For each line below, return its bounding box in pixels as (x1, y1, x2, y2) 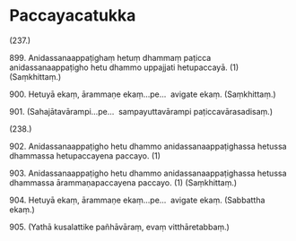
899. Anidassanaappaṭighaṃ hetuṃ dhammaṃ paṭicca (9, 52, 212, 63)
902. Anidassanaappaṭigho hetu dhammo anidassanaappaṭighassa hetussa (9, 141, 287, 151)
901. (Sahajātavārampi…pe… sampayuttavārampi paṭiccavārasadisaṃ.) (9, 106, 274, 116)
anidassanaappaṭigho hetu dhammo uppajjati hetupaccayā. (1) (9, 62, 239, 73)
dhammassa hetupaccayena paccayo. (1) (9, 150, 161, 161)
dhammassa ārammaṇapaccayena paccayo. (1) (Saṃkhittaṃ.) (9, 176, 238, 188)
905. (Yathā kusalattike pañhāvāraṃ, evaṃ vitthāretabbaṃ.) (9, 221, 231, 232)
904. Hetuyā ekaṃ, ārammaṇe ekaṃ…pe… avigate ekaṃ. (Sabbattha (9, 194, 266, 205)
